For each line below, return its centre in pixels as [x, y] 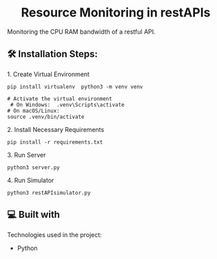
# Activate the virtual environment [60, 99]
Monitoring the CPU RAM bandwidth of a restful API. [82, 32]
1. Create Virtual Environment [48, 74]
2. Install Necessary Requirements [56, 129]
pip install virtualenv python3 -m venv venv [75, 87]
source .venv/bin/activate [46, 117]
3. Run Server [27, 155]
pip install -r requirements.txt [55, 142]
